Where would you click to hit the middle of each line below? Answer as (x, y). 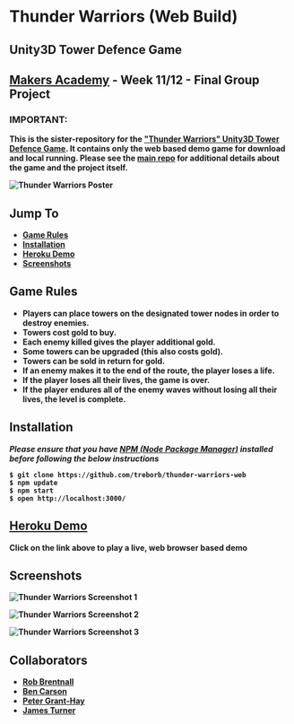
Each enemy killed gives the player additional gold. (119, 342)
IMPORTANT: (39, 119)
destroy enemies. (56, 323)
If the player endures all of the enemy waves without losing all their (150, 389)
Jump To (34, 213)
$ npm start (31, 491)
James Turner (49, 711)
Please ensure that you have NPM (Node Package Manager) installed (141, 449)
